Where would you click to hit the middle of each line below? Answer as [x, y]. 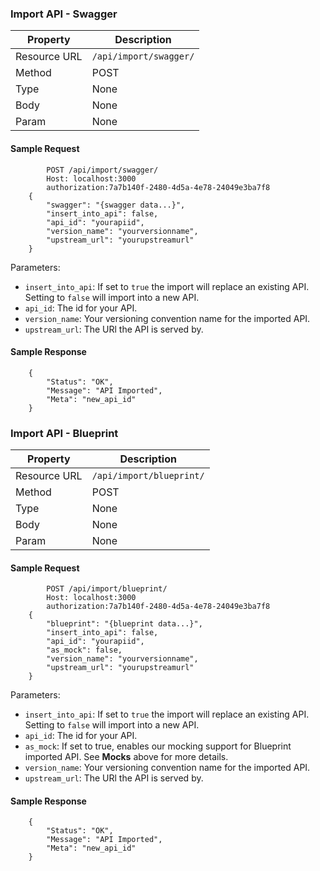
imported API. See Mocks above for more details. [126, 757]
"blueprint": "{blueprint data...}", [124, 624]
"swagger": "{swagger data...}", [116, 205]
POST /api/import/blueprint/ [107, 589]
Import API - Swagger [64, 14]
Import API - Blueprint [64, 433]
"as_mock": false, [84, 650]
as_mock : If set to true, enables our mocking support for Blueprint [158, 746]
